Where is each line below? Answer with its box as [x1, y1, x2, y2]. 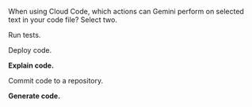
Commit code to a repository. [8, 76, 104, 85]
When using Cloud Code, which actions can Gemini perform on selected [8, 7, 244, 16]
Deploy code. [8, 46, 52, 54]
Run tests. [8, 31, 41, 39]
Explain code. [8, 61, 54, 70]
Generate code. [8, 91, 61, 101]
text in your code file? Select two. [8, 15, 117, 24]
